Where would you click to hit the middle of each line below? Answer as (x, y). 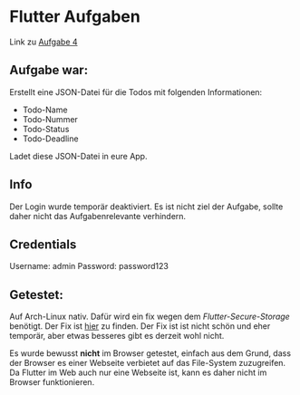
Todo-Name (45, 110)
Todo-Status (46, 129)
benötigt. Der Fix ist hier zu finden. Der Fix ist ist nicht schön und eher (140, 326)
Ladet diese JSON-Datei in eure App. (78, 156)
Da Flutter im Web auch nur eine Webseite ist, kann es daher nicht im (138, 372)
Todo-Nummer (50, 119)
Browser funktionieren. (52, 382)
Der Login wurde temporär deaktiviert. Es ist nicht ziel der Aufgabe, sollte (146, 207)
